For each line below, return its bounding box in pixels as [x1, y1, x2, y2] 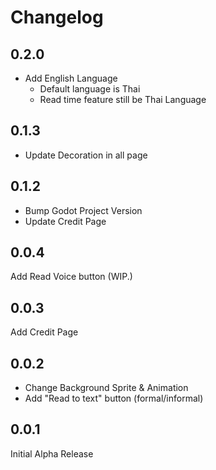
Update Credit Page [24, 215, 107, 227]
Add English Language [24, 72, 118, 84]
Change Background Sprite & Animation [24, 382, 189, 394]
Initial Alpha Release [10, 447, 94, 460]
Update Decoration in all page [24, 149, 148, 161]
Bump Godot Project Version [24, 204, 143, 216]
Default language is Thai [39, 83, 141, 95]
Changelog [10, 6, 104, 29]
